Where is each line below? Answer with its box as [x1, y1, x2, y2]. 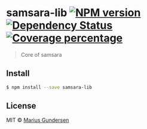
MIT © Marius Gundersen [6, 116, 69, 124]
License [6, 101, 36, 111]
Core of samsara [20, 51, 62, 58]
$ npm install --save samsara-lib [6, 84, 93, 90]
